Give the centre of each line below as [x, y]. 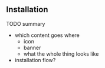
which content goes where [47, 35]
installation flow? [35, 60]
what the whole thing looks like [61, 54]
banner [32, 47]
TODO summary [26, 23]
